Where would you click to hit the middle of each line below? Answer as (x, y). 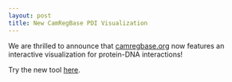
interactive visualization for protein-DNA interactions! (96, 54)
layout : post (30, 16)
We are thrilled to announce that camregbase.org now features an (116, 45)
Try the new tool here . (45, 69)
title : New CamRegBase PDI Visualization (78, 23)
